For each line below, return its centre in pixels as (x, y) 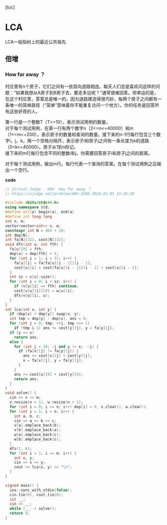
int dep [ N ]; (17, 235)
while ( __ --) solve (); (33, 509)
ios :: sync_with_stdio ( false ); (41, 490)
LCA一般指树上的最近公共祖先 (36, 41)
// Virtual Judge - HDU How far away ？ (48, 189)
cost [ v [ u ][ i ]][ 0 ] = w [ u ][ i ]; (44, 291)
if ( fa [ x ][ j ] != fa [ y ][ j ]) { (48, 351)
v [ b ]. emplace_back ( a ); (38, 430)
